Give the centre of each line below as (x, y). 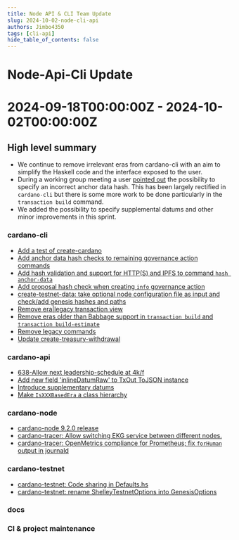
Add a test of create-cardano (59, 250)
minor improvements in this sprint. (67, 217)
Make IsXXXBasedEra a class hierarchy (72, 394)
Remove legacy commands (57, 331)
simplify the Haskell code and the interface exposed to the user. (110, 172)
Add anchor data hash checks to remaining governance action (108, 258)
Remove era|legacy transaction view (70, 309)
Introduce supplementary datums (66, 387)
